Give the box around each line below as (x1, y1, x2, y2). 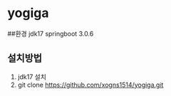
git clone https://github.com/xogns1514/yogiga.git (17, 80, 164, 89)
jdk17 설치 (17, 73, 46, 81)
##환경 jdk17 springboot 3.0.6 (7, 29, 94, 38)
